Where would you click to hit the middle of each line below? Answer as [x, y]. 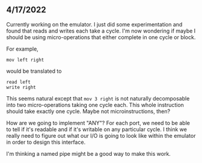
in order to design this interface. [46, 142]
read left [19, 82]
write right [21, 87]
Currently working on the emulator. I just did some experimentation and [94, 24]
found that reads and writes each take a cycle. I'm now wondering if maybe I [101, 31]
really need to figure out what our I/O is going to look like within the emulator [101, 135]
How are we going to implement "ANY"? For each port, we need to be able [98, 123]
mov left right [25, 60]
